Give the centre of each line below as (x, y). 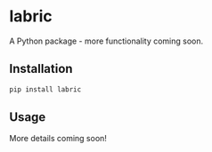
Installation (41, 69)
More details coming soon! (58, 139)
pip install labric (45, 89)
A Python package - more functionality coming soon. (106, 41)
